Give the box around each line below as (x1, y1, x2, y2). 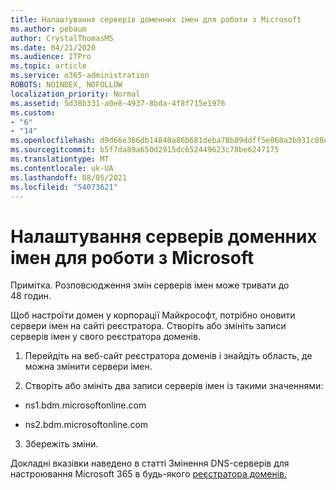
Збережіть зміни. (24, 438, 99, 450)
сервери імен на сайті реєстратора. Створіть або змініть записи (10, 320, 287, 332)
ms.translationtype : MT (10, 154, 110, 164)
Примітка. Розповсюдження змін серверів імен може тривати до (10, 279, 290, 291)
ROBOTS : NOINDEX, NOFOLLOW (10, 80, 123, 90)
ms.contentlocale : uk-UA (10, 163, 114, 173)
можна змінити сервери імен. (24, 361, 153, 373)
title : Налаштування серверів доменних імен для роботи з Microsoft (10, 14, 302, 25)
